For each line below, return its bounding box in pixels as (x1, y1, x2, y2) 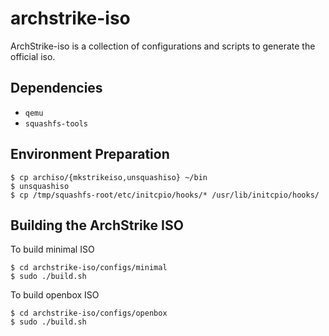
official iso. (10, 50, 56, 62)
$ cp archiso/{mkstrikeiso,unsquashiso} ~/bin (10, 172, 208, 182)
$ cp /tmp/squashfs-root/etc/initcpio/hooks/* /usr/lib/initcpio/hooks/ (10, 190, 320, 200)
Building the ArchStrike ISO (10, 217, 184, 234)
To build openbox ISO (10, 289, 100, 301)
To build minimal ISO (10, 243, 95, 256)
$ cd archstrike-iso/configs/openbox (10, 308, 168, 319)
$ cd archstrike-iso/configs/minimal (10, 263, 168, 273)
